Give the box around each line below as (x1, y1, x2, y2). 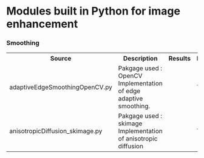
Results (168, 54, 191, 63)
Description (123, 54, 158, 63)
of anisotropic (118, 134, 158, 143)
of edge (118, 87, 141, 95)
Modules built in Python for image (6, 4, 181, 18)
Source (50, 54, 72, 63)
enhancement (6, 17, 78, 31)
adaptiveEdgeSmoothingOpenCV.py (9, 83, 112, 91)
